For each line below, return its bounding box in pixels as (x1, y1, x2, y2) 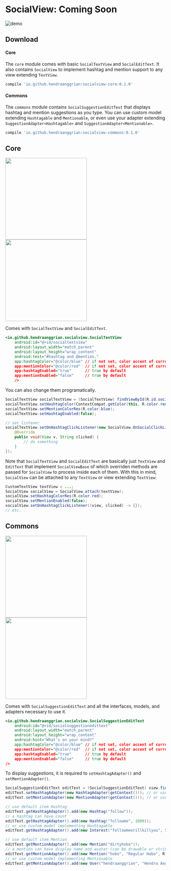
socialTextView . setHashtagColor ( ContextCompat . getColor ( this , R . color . (5, 401, 160, 406)
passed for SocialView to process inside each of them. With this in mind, (5, 469, 157, 475)
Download (5, 35, 38, 44)
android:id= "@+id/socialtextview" (14, 340, 88, 345)
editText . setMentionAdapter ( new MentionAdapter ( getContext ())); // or (5, 795, 158, 800)
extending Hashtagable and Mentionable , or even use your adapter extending (5, 115, 165, 121)
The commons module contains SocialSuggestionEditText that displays (5, 104, 151, 110)
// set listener (5, 420, 40, 425)
